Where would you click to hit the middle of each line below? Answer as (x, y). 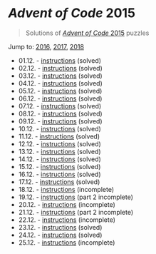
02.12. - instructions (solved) (60, 68)
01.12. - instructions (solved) (60, 60)
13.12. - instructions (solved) (60, 151)
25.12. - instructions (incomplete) (67, 242)
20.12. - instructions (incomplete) (67, 204)
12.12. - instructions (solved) (60, 143)
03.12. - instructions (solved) (60, 76)
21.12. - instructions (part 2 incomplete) (76, 212)
